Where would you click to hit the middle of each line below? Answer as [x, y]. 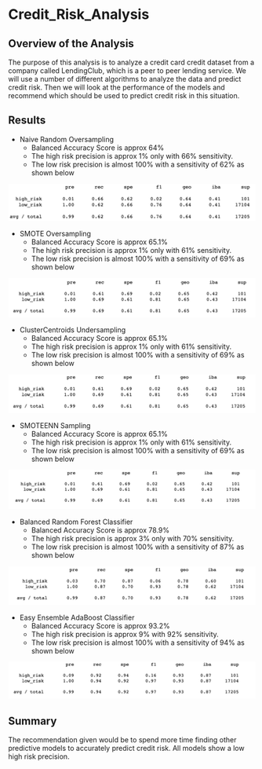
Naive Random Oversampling [66, 139]
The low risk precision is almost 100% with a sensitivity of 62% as [138, 164]
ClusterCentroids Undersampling [73, 330]
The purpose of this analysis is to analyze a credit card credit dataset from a [131, 62]
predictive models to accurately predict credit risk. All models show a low [126, 749]
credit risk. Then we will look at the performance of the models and [116, 87]
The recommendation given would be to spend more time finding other [122, 740]
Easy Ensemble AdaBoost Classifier [77, 617]
